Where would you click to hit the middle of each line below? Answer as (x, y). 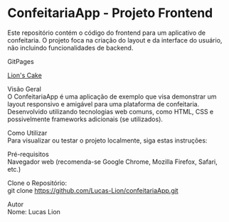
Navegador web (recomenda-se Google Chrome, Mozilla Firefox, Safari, (113, 162)
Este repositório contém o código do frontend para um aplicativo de (107, 33)
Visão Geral (24, 89)
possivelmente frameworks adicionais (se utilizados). (85, 119)
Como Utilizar (27, 133)
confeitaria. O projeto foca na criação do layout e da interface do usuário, (115, 40)
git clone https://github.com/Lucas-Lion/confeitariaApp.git (93, 190)
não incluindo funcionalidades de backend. (70, 48)
